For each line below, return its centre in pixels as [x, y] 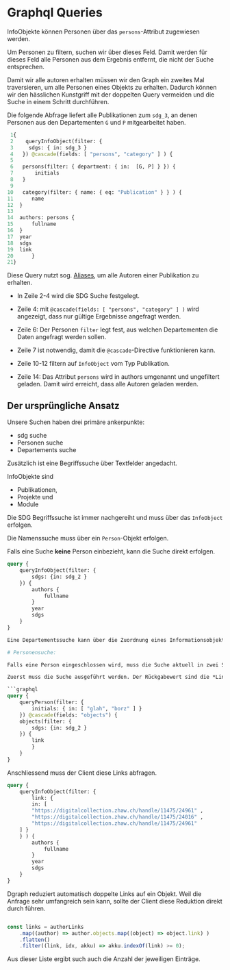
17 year [20, 237]
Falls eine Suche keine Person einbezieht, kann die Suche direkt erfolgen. [111, 551]
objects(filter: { [46, 721]
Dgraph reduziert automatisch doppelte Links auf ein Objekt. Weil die [104, 894]
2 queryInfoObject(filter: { [56, 141]
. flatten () [35, 940]
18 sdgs [20, 243]
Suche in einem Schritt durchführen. [58, 101]
